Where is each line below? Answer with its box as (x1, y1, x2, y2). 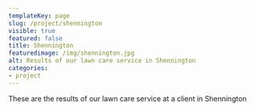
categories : (8, 64, 48, 72)
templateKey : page (8, 11, 70, 20)
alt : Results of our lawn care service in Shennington (8, 57, 196, 65)
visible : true (8, 27, 56, 35)
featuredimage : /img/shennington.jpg (8, 49, 135, 57)
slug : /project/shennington (8, 19, 103, 27)
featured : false (8, 34, 63, 43)
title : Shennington (8, 42, 74, 50)
